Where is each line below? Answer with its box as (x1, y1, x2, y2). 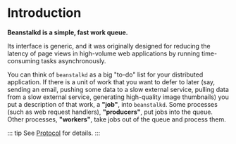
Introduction (7, 5, 82, 21)
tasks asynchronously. (41, 56, 106, 65)
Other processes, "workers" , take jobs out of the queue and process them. (7, 114, 227, 124)
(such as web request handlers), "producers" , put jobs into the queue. (7, 107, 213, 116)
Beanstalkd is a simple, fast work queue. (7, 28, 128, 37)
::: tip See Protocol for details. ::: (7, 129, 101, 137)
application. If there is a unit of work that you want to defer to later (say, (7, 77, 216, 86)
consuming (7, 56, 40, 65)
